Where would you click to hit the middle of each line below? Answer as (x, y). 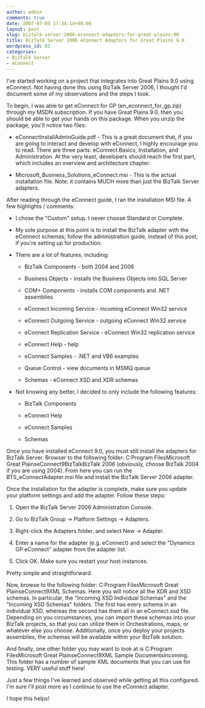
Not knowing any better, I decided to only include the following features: (106, 392)
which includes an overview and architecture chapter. (83, 163)
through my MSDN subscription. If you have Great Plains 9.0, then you (95, 112)
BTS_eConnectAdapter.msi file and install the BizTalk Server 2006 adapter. (100, 477)
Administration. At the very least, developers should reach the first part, (105, 156)
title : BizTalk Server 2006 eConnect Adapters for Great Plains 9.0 (95, 40)
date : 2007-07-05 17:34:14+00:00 (49, 23)
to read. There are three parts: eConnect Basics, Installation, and (97, 150)
